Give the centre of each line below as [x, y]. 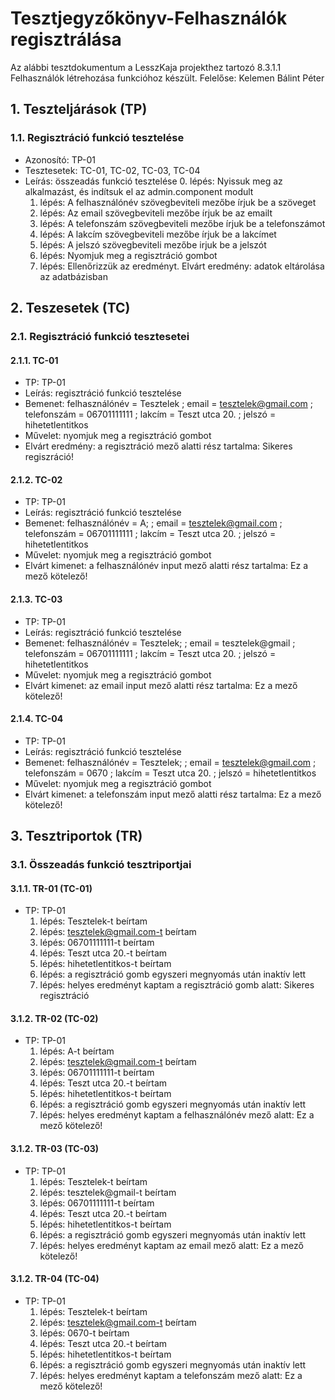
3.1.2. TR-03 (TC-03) [54, 1149]
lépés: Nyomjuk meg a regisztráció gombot [128, 255]
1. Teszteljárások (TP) [79, 109]
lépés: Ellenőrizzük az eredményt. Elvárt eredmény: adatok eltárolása [182, 266]
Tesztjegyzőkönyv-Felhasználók [149, 18]
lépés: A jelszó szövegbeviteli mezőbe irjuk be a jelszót [153, 244]
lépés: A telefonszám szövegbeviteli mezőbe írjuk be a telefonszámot [182, 223]
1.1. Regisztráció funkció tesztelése [97, 138]
